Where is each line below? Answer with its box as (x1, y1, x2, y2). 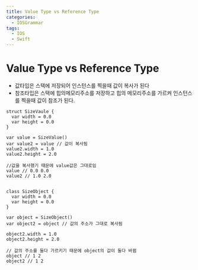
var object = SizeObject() (6, 214, 73, 220)
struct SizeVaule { (6, 108, 55, 114)
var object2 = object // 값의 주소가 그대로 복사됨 (6, 220, 123, 227)
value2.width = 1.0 (6, 146, 55, 152)
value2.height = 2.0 (6, 151, 58, 157)
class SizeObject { (6, 188, 55, 194)
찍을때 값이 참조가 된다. (21, 97, 75, 104)
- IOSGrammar (11, 20, 44, 25)
